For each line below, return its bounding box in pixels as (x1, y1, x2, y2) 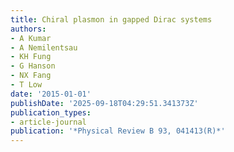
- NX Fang (10, 71, 52, 81)
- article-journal (10, 117, 87, 127)
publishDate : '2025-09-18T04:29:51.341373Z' (10, 98, 199, 108)
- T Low (10, 80, 43, 90)
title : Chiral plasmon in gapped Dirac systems (10, 14, 213, 25)
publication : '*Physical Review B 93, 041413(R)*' (10, 126, 226, 136)
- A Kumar (10, 33, 52, 43)
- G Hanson (10, 61, 56, 71)
